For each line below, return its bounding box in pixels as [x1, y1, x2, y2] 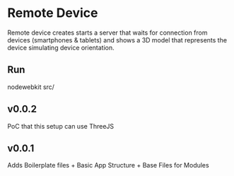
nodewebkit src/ [7, 83, 55, 91]
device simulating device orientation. [7, 43, 115, 52]
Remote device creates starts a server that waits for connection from [7, 28, 208, 37]
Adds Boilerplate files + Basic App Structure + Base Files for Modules [7, 161, 210, 170]
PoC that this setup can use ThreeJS [7, 122, 115, 130]
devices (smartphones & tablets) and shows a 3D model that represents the [7, 35, 228, 44]
